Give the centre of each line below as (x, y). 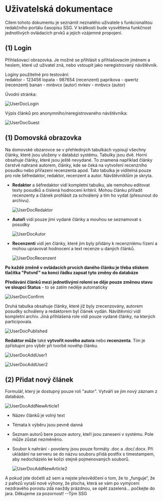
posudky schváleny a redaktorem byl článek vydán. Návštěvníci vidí (73, 311)
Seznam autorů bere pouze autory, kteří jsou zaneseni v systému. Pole (83, 434)
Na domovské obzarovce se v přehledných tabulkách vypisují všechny (76, 149)
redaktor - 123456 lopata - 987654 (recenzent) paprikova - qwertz (72, 79)
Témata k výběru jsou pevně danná (47, 425)
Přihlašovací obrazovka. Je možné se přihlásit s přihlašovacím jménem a (78, 60)
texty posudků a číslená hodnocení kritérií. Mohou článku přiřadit (77, 190)
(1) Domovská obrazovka (43, 138)
